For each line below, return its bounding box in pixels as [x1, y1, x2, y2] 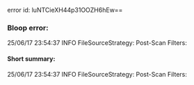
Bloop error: [7, 23, 49, 32]
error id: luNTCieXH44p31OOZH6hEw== [7, 6, 123, 14]
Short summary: [7, 55, 56, 63]
